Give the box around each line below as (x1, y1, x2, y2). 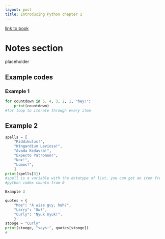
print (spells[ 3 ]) (5, 171, 41, 176)
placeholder (5, 59, 29, 64)
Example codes (5, 73, 53, 81)
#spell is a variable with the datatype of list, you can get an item (5, 176, 153, 181)
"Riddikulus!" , (14, 139, 45, 144)
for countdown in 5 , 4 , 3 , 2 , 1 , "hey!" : (5, 99, 91, 104)
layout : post (5, 7, 32, 12)
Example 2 (5, 121, 38, 130)
